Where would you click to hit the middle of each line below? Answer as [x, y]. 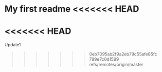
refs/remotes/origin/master [116, 65]
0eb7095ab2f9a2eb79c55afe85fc [123, 54]
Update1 [13, 45]
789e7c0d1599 [104, 59]
